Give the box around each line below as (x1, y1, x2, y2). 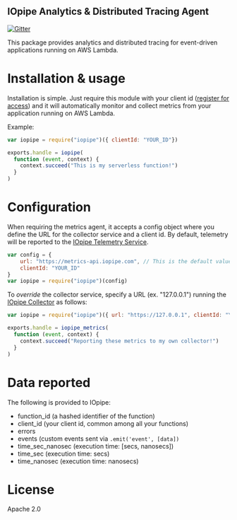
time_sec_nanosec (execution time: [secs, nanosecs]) (17, 441, 174, 450)
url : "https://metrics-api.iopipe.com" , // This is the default (20, 258, 213, 265)
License (7, 481, 55, 497)
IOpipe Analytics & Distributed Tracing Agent (7, 6, 209, 18)
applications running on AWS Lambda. (7, 45, 119, 54)
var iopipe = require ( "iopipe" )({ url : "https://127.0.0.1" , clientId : (7, 311, 222, 319)
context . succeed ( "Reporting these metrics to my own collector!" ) (20, 337, 219, 345)
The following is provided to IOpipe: (7, 398, 111, 406)
